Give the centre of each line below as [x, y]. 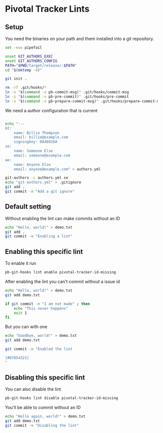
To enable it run [21, 263]
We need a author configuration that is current [51, 110]
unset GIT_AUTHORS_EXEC [29, 56]
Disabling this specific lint [45, 378]
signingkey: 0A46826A [35, 142]
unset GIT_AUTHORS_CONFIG [31, 61]
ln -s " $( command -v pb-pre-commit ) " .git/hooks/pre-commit [67, 97]
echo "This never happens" [41, 308]
